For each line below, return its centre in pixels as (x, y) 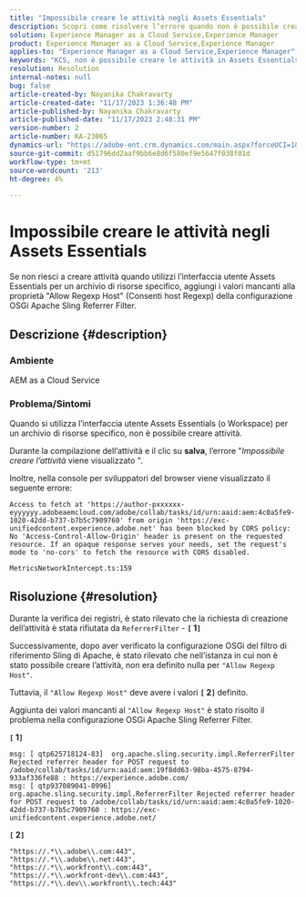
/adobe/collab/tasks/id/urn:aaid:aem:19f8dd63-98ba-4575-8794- (132, 770)
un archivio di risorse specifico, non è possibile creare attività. (126, 433)
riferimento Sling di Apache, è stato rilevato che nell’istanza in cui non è (143, 655)
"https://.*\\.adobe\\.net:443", (73, 859)
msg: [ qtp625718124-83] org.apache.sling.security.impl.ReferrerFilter (153, 754)
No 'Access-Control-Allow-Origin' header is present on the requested (146, 537)
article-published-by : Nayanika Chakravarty (95, 111)
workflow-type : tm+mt (51, 162)
